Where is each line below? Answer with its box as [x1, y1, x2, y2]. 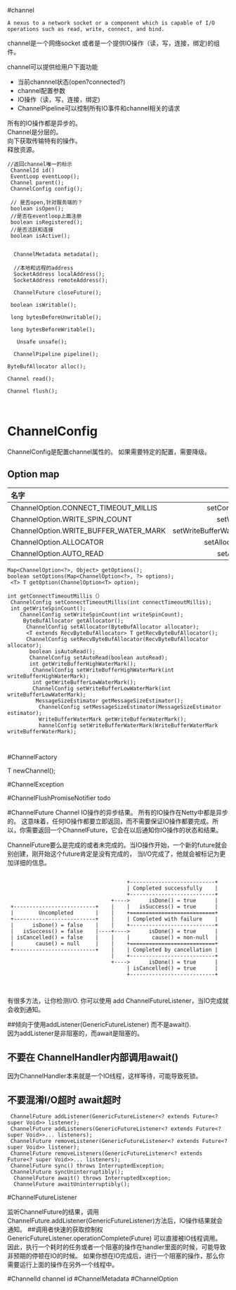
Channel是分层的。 [7, 128, 63, 136]
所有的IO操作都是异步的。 [7, 119, 82, 127]
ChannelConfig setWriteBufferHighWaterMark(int [32, 666, 174, 674]
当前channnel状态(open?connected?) [17, 77, 126, 86]
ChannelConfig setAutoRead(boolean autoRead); [29, 654, 169, 661]
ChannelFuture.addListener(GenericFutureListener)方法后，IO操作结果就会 [7, 1217, 223, 1225]
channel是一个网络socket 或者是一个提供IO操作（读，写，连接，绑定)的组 [7, 39, 220, 47]
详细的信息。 [13, 858, 51, 866]
